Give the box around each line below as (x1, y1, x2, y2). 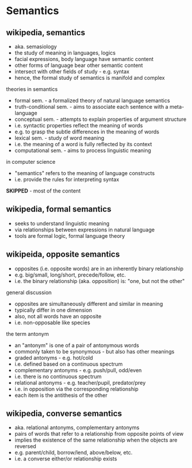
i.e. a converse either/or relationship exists (14, 455, 117, 462)
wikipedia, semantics (6, 28, 85, 38)
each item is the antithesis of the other (14, 392, 108, 399)
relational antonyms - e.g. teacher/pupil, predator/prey (14, 379, 146, 386)
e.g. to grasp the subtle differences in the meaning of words (14, 128, 160, 135)
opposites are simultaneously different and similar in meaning (14, 300, 163, 307)
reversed (14, 443, 36, 450)
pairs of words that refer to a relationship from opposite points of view (14, 430, 184, 437)
